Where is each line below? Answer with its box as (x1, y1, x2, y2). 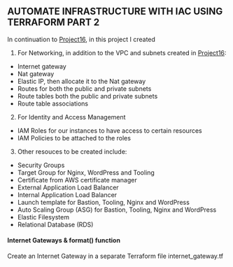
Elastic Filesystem (17, 212, 70, 221)
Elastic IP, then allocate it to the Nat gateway (17, 77, 146, 85)
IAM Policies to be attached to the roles (17, 133, 132, 142)
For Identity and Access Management (17, 113, 126, 121)
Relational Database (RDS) (17, 220, 94, 229)
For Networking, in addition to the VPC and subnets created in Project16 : (17, 48, 227, 57)
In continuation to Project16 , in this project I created (7, 35, 156, 43)
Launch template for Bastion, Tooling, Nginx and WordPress (17, 198, 190, 206)
